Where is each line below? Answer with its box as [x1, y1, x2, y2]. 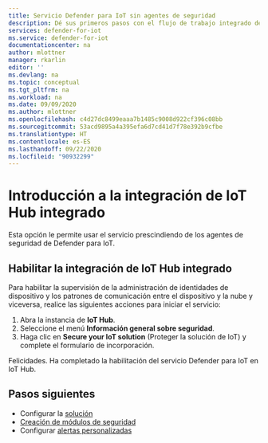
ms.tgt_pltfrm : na [8, 85, 69, 94]
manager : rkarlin [8, 57, 66, 65]
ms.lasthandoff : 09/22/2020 [8, 145, 102, 153]
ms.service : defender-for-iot [8, 33, 109, 42]
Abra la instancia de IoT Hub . [19, 316, 116, 324]
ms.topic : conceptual [8, 78, 81, 86]
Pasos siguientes [8, 387, 96, 401]
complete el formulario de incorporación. [19, 340, 155, 350]
